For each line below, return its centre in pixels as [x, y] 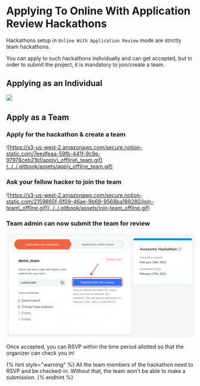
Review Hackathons [57, 24]
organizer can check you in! [40, 353]
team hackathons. [28, 47]
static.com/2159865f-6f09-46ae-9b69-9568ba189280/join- [80, 201]
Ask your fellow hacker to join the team [64, 182]
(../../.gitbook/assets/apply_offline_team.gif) [60, 166]
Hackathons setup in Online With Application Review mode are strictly [94, 40]
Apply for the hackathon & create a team [66, 135]
